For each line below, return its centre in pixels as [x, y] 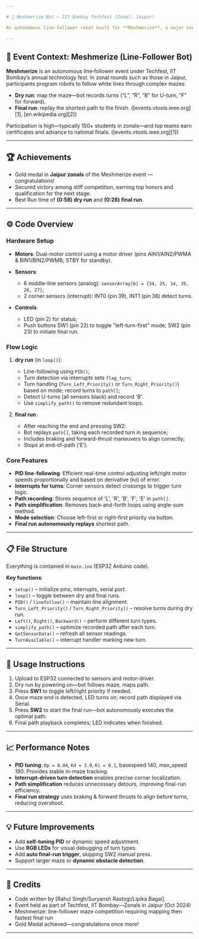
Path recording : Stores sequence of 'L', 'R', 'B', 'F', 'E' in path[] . [92, 499]
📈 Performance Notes [48, 748]
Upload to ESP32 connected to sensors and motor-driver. [85, 679]
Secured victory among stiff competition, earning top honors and [94, 187]
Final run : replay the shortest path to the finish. [72, 108]
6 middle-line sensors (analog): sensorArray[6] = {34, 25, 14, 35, [106, 283]
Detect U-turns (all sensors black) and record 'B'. [84, 397]
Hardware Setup [30, 241]
